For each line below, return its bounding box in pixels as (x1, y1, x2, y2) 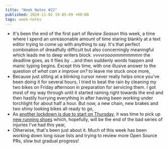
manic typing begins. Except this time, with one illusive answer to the (12, 63, 156, 69)
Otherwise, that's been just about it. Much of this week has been (12, 127, 147, 133)
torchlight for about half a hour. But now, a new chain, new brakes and (12, 101, 158, 107)
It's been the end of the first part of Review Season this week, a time (12, 31, 155, 37)
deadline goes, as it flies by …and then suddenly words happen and (12, 58, 153, 64)
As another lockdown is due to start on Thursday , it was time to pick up (12, 111, 160, 117)
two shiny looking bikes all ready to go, (12, 106, 94, 112)
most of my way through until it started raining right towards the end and (12, 89, 163, 96)
